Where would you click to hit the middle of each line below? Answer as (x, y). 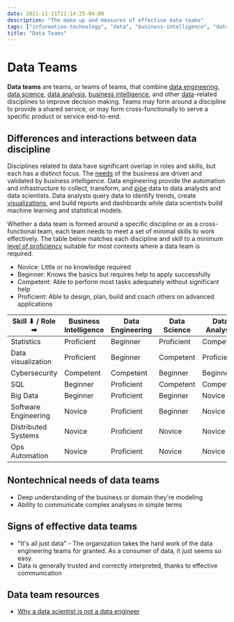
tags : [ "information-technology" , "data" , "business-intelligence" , (109, 26)
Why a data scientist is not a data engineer (79, 612)
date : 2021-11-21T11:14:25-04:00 (56, 14)
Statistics (26, 342)
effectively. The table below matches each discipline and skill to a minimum (115, 239)
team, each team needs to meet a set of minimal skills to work (126, 231)
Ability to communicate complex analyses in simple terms (100, 504)
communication (40, 573)
